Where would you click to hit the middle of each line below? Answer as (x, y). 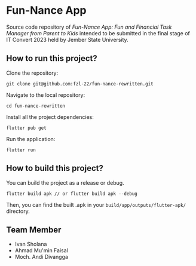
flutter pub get (26, 128)
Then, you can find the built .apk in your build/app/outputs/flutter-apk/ (96, 204)
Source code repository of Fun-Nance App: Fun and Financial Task (89, 27)
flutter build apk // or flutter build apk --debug (72, 194)
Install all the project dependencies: (50, 117)
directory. (18, 211)
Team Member (34, 230)
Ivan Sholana (31, 244)
